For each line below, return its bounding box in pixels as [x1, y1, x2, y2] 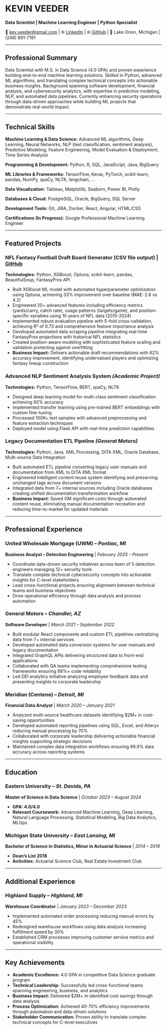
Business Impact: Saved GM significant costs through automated [12, 495, 147, 502]
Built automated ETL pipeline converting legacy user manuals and [12, 464, 147, 470]
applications [12, 658, 38, 663]
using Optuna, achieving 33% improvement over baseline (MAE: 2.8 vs [12, 292, 158, 298]
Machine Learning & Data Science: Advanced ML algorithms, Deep [5, 136, 144, 142]
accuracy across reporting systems [12, 749, 85, 755]
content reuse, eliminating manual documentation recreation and [12, 501, 145, 507]
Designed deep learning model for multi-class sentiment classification [12, 393, 156, 400]
